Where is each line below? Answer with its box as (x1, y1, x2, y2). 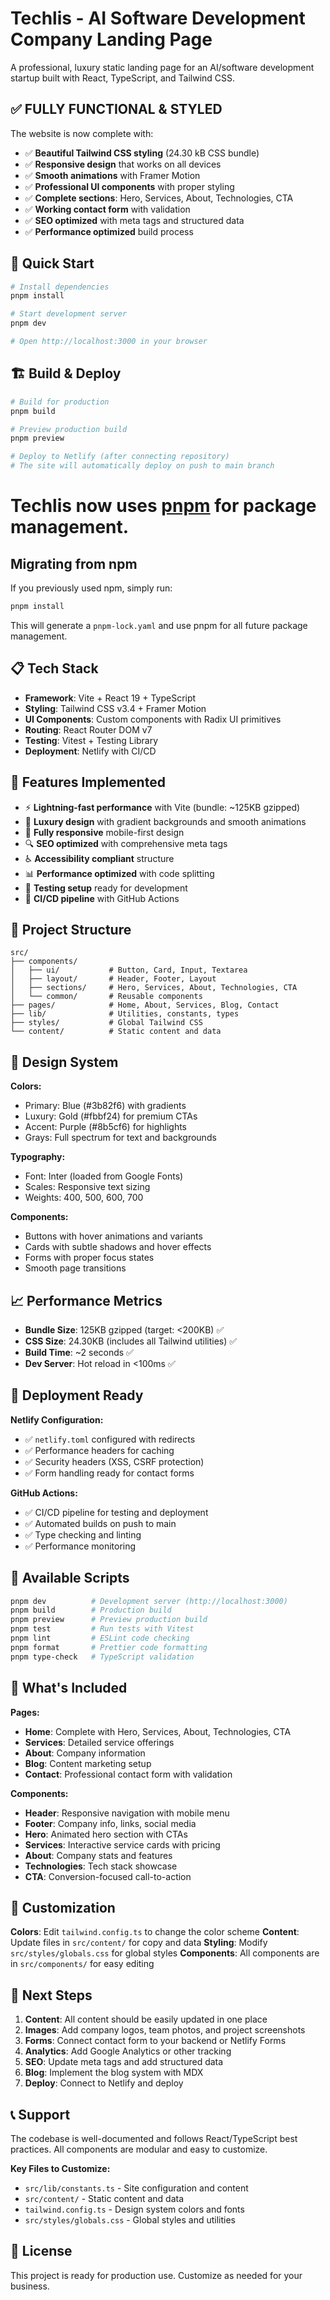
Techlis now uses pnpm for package (10, 495, 317, 517)
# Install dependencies (10, 282, 110, 292)
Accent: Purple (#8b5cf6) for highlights (24, 1121, 188, 1133)
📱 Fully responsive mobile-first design (24, 826, 185, 838)
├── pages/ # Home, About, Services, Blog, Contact (10, 1000, 280, 1011)
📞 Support (10, 2106, 71, 2123)
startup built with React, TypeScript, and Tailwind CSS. (10, 72, 236, 84)
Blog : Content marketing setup (24, 1757, 152, 1769)
